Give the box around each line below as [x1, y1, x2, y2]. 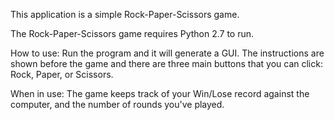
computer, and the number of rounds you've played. [10, 99, 225, 110]
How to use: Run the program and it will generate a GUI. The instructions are [10, 47, 325, 59]
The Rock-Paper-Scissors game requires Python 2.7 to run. [10, 28, 255, 39]
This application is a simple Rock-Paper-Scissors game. [10, 9, 240, 20]
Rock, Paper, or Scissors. [10, 69, 114, 80]
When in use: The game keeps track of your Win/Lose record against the [10, 88, 310, 99]
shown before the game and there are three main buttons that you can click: [10, 58, 323, 69]
